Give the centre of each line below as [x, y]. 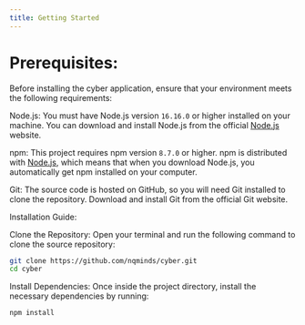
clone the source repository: [62, 244]
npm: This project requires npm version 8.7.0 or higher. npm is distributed [148, 152]
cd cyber [26, 269]
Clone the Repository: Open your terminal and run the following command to [152, 234]
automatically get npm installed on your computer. [103, 172]
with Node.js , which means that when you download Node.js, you [132, 162]
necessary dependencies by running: [79, 296]
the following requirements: [61, 97]
